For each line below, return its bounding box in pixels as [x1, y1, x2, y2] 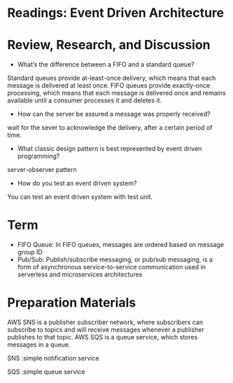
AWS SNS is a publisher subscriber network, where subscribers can [7, 318, 204, 326]
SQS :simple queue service [7, 368, 85, 376]
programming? [17, 152, 60, 161]
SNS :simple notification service [7, 354, 99, 362]
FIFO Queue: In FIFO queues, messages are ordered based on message [17, 241, 225, 249]
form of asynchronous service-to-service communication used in [17, 263, 206, 271]
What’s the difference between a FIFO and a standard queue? [17, 60, 195, 69]
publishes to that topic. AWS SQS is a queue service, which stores [7, 333, 198, 341]
